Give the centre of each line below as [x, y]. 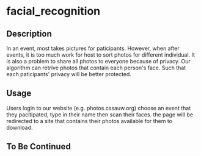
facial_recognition [53, 11]
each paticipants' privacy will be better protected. [69, 74]
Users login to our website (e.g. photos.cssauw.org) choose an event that [99, 108]
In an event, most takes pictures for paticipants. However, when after [93, 48]
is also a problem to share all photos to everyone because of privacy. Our [98, 61]
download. [20, 127]
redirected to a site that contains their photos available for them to [90, 121]
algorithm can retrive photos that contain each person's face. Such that [96, 68]
